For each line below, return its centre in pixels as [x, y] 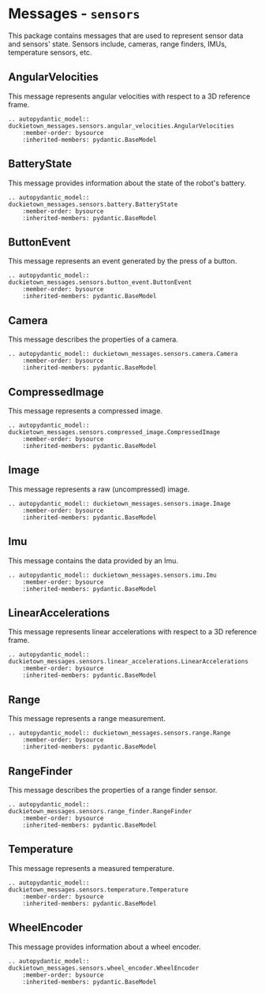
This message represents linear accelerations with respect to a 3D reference [132, 632]
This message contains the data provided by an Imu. [93, 560]
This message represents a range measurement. [87, 719]
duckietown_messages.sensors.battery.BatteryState [93, 204]
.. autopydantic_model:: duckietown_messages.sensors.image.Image [119, 503]
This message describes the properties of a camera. [93, 339]
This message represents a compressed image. [86, 411]
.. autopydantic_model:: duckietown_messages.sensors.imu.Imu [112, 575]
